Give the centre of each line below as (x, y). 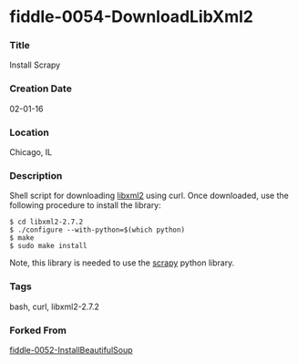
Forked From (38, 330)
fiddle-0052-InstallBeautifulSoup (72, 349)
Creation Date (41, 88)
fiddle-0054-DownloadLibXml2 (131, 17)
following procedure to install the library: (85, 205)
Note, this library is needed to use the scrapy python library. (122, 263)
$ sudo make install (49, 246)
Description (36, 176)
